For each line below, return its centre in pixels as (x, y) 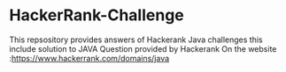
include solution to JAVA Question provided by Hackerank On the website (143, 48)
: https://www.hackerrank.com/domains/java (89, 58)
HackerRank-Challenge (97, 15)
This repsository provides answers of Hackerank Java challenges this (136, 40)
